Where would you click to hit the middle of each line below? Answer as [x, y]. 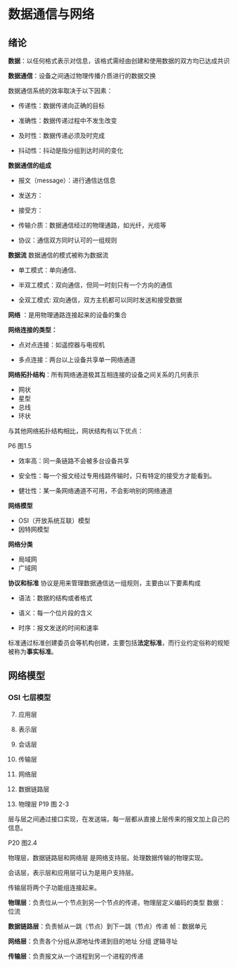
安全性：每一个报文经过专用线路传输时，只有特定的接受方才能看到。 [117, 476]
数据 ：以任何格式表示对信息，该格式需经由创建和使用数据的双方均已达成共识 [119, 61]
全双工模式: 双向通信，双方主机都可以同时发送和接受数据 [100, 300]
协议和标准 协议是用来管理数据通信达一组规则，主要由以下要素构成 [104, 583]
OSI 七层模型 [30, 698]
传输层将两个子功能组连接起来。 [54, 888]
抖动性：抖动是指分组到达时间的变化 [71, 151]
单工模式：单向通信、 [49, 270]
